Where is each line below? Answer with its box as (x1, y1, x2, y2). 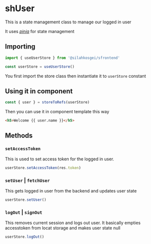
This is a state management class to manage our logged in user (5, 19, 132, 25)
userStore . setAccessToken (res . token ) (5, 165, 81, 170)
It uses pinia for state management (5, 28, 75, 34)
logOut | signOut (5, 209, 43, 215)
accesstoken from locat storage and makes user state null (5, 225, 121, 231)
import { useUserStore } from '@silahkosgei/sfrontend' (5, 55, 120, 60)
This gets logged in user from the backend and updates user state (5, 188, 137, 193)
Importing (5, 42, 35, 51)
